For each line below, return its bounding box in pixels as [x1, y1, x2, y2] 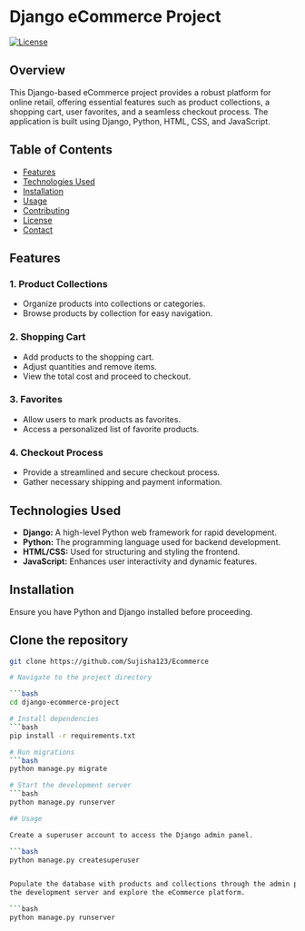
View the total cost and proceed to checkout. [22, 371, 192, 381]
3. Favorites [9, 393, 64, 406]
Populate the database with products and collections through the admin [9, 879, 290, 889]
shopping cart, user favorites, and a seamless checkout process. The [9, 106, 269, 117]
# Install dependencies [9, 715, 100, 724]
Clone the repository [9, 633, 129, 649]
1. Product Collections [9, 277, 108, 290]
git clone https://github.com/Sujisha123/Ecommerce [9, 657, 209, 666]
